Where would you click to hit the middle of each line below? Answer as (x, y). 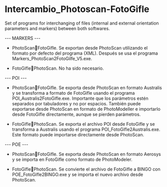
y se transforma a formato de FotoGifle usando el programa (73, 93)
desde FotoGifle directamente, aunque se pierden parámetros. (76, 114)
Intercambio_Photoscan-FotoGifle (77, 9)
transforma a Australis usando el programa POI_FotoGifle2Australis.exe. (86, 129)
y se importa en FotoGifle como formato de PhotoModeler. (72, 159)
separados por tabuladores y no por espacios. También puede (76, 103)
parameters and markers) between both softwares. (57, 28)
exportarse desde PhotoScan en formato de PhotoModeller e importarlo (86, 109)
